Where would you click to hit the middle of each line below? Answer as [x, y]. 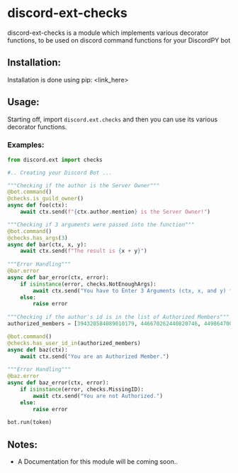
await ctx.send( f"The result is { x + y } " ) [84, 251]
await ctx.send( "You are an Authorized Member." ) [95, 357]
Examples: [26, 145]
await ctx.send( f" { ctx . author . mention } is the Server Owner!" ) [115, 212]
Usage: [24, 102]
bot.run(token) [30, 423]
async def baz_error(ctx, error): [58, 383]
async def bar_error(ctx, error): [58, 277]
